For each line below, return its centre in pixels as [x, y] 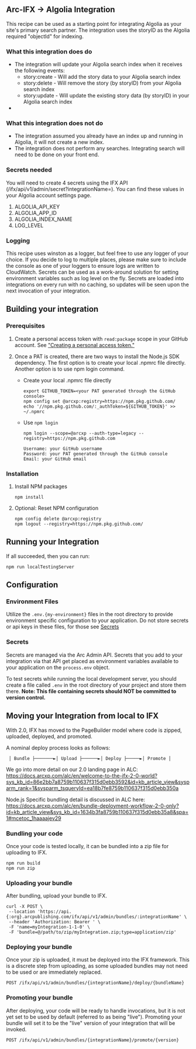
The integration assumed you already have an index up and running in [99, 136]
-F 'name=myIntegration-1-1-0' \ [49, 927]
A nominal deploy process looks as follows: [58, 748]
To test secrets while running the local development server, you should [91, 678]
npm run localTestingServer [40, 567]
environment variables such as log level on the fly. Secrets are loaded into [95, 278]
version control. [26, 697]
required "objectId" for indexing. [45, 36]
